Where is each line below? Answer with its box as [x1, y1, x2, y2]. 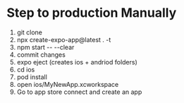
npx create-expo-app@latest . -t [16, 35, 111, 43]
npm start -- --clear [16, 43, 75, 51]
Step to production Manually [6, 5, 177, 21]
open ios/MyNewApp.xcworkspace [16, 80, 119, 88]
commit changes [16, 50, 66, 59]
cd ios [16, 65, 35, 74]
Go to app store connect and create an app [16, 88, 142, 96]
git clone [16, 28, 43, 36]
